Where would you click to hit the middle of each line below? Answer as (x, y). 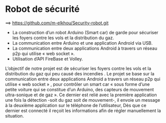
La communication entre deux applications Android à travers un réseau (85, 48)
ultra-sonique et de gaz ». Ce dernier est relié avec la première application (81, 95)
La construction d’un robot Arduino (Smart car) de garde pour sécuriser (85, 32)
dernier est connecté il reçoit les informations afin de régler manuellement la (83, 111)
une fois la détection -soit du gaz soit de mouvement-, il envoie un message (83, 100)
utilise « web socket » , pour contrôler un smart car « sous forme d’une (78, 84)
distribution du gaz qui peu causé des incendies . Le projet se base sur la (80, 73)
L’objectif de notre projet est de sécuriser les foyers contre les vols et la (78, 68)
